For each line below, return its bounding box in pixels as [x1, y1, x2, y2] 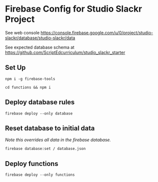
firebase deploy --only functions [5, 172, 75, 178]
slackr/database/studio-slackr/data [5, 35, 75, 41]
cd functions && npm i [5, 85, 51, 90]
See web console [5, 30, 40, 35]
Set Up [5, 64, 26, 72]
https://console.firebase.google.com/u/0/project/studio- [40, 30, 153, 35]
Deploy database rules [5, 98, 75, 106]
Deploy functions [5, 159, 58, 168]
